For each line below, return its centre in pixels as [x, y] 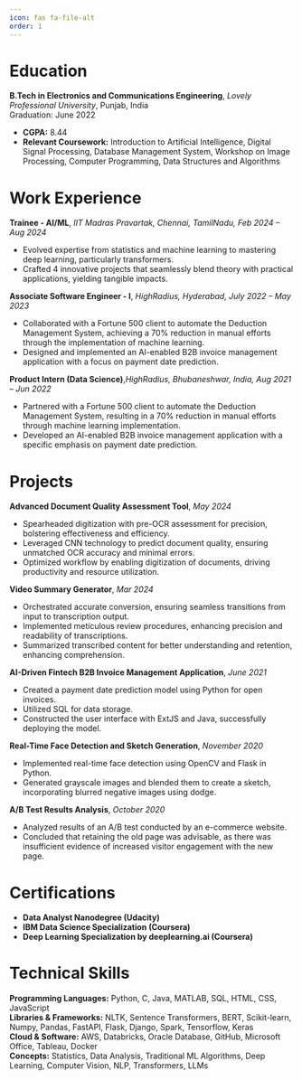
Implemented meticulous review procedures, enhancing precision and [152, 626]
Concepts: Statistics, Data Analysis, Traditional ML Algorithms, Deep [137, 1056]
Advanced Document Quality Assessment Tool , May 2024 [121, 506]
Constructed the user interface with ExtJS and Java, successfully [144, 718]
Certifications [62, 892]
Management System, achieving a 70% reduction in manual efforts [146, 333]
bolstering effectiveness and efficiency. [96, 533]
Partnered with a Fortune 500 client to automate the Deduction [139, 407]
